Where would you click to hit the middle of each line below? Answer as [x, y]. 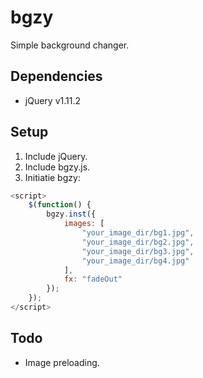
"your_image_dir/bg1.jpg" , [138, 233]
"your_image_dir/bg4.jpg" [135, 261]
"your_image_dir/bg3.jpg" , [138, 251]
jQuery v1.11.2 [52, 100]
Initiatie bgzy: [52, 177]
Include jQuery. [56, 156]
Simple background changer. [70, 45]
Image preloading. [62, 362]
